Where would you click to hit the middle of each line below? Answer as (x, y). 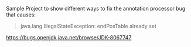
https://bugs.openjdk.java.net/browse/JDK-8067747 (69, 37)
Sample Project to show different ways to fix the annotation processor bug (96, 9)
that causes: (21, 15)
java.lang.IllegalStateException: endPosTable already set (88, 26)
